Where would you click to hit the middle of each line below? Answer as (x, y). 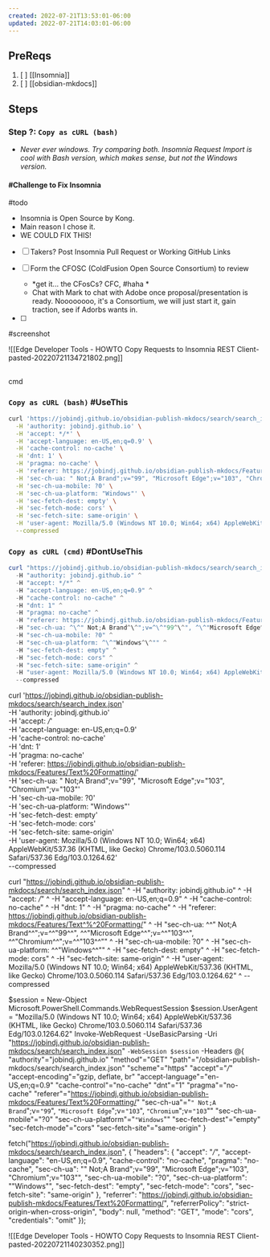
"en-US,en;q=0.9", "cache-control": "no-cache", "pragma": (144, 1161)
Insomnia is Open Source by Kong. (77, 219)
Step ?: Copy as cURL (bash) (63, 132)
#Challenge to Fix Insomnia (55, 185)
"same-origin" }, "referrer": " (94, 1195)
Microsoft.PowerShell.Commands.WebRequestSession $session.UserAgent (133, 1009)
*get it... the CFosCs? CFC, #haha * (91, 284)
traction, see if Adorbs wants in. (85, 309)
